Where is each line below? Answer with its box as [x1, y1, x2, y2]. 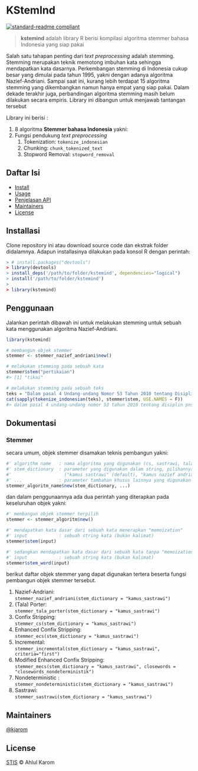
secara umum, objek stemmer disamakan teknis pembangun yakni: [6, 449, 169, 456]
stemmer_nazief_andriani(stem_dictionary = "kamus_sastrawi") [14, 596, 171, 602]
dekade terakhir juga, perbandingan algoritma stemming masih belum [6, 90, 175, 97]
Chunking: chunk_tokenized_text [23, 144, 103, 151]
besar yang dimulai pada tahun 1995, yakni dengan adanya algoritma [6, 71, 173, 78]
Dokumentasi [6, 418, 57, 428]
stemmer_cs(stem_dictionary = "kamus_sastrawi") [14, 621, 137, 627]
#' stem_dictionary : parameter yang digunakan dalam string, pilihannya [6, 466, 194, 472]
